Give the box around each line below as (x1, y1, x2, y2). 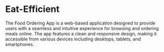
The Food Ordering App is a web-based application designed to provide (5, 20, 156, 26)
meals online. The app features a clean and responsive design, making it (5, 30, 157, 36)
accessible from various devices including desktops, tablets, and (5, 36, 141, 42)
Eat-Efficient (5, 3, 60, 15)
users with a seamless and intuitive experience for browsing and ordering (5, 25, 159, 31)
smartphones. (5, 41, 35, 47)
